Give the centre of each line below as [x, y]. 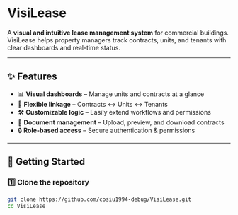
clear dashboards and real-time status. [64, 47]
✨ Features [32, 77]
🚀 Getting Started [46, 162]
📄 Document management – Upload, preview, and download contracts [121, 122]
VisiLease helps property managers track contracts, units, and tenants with [117, 40]
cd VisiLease [27, 207]
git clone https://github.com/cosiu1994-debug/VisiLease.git [100, 199]
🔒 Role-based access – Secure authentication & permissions [106, 130]
